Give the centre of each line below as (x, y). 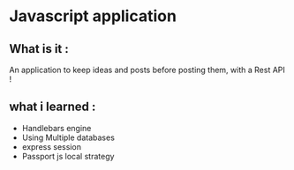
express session (52, 146)
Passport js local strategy (68, 156)
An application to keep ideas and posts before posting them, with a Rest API (147, 70)
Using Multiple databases (68, 137)
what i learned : (53, 107)
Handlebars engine (57, 128)
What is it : (39, 49)
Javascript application (93, 16)
